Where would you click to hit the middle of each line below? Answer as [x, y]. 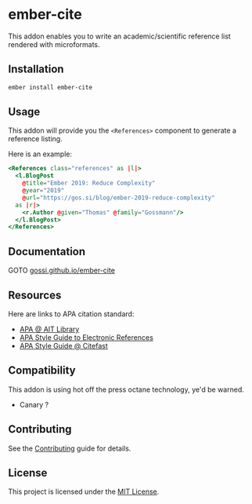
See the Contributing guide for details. [70, 448]
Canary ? [34, 404]
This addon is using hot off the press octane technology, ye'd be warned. [126, 389]
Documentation [47, 252]
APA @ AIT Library [49, 329]
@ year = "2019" [43, 191]
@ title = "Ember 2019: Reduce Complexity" [89, 183]
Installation [36, 69]
